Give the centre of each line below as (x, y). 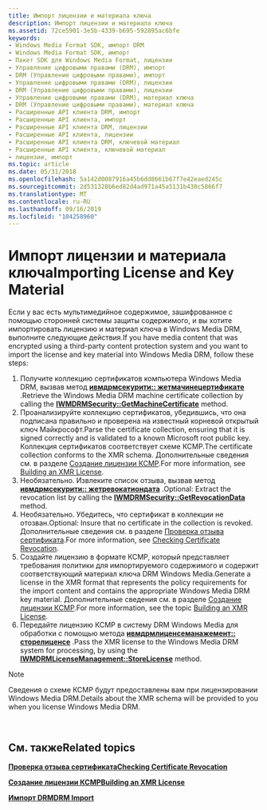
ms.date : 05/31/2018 (43, 172)
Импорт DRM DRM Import (51, 798)
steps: (18, 363)
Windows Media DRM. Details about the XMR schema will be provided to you (133, 698)
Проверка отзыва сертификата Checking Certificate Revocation (118, 767)
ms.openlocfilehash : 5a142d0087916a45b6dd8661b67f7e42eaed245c (116, 180)
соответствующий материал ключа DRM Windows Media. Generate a (135, 574)
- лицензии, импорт (41, 157)
